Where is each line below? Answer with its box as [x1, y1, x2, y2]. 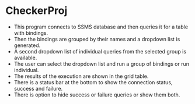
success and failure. [13, 85, 63, 92]
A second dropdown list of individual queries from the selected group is [13, 48, 187, 55]
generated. [13, 42, 41, 49]
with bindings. [13, 29, 48, 36]
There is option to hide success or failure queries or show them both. [13, 91, 180, 98]
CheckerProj [5, 4, 68, 17]
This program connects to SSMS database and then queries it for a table [13, 23, 188, 30]
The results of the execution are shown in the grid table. [13, 73, 149, 80]
